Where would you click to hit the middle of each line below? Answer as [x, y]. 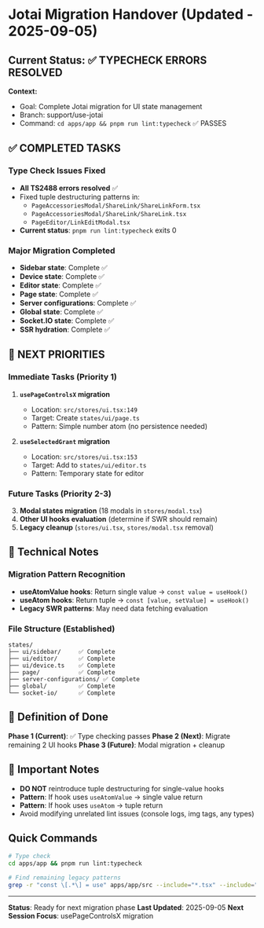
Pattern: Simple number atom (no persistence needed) [119, 426]
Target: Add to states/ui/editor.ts [89, 464]
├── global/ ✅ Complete [62, 686]
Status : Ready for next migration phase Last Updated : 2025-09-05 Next [126, 907]
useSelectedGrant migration [64, 441]
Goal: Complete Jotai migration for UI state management [111, 106]
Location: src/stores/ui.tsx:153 [84, 457]
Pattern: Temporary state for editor [88, 473]
